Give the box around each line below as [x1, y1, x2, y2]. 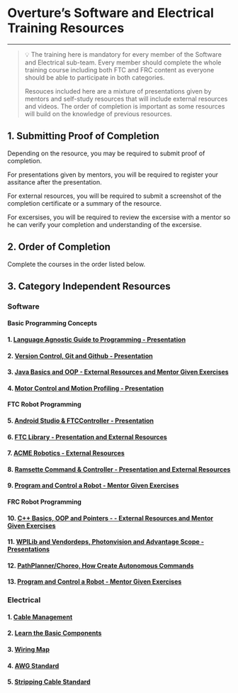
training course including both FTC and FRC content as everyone [24, 65, 215, 74]
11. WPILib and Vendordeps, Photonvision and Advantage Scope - [7, 538, 204, 546]
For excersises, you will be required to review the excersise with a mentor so [7, 213, 231, 221]
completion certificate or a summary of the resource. [7, 199, 161, 207]
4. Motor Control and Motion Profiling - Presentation [7, 384, 164, 392]
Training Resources [7, 20, 125, 36]
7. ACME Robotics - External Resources [7, 449, 125, 458]
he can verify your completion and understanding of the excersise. [7, 220, 202, 228]
